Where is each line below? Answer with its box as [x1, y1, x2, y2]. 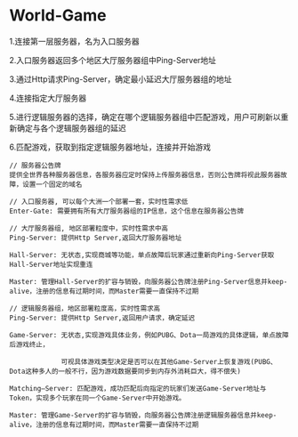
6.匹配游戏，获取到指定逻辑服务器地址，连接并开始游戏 [9, 142, 212, 152]
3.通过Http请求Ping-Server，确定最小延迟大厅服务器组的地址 [9, 73, 232, 85]
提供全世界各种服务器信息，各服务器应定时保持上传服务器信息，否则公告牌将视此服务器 [9, 170, 281, 179]
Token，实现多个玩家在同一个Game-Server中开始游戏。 [9, 393, 186, 402]
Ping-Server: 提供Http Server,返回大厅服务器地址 [9, 233, 182, 242]
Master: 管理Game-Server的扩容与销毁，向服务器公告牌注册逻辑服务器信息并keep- [9, 410, 278, 419]
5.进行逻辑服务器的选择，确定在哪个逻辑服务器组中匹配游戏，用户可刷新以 [9, 111, 281, 122]
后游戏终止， [9, 340, 50, 349]
